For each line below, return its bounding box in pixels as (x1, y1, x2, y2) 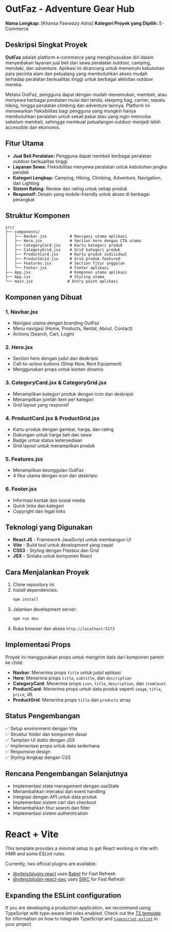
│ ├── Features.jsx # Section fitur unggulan (5, 261, 125, 266)
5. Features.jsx (5, 455, 44, 463)
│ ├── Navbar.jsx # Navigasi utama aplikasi (5, 234, 127, 239)
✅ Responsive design (5, 748, 51, 755)
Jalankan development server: (12, 606, 77, 612)
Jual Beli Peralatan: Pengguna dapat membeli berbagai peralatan (12, 153, 151, 159)
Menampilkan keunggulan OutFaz (12, 467, 84, 473)
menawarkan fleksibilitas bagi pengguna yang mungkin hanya (5, 107, 136, 114)
